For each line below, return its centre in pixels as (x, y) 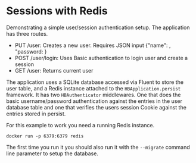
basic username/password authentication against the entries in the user (94, 101)
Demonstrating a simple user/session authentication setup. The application (98, 27)
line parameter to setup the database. (52, 153)
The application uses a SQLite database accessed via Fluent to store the (95, 82)
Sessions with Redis (57, 11)
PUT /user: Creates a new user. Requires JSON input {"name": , (93, 45)
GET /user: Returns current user (54, 70)
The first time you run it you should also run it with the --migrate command (98, 147)
